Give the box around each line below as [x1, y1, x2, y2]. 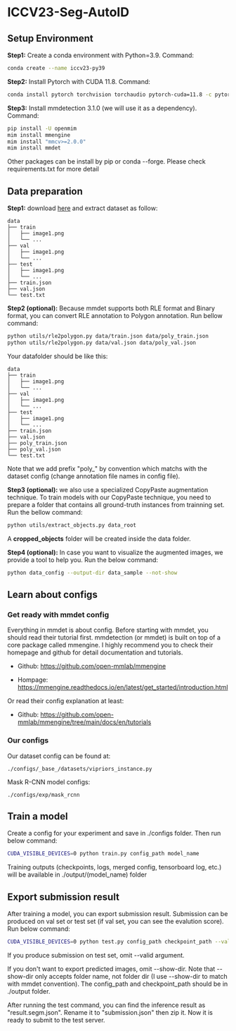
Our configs [7, 736, 49, 745]
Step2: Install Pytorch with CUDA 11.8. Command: [7, 77, 151, 85]
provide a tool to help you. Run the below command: [7, 555, 159, 564]
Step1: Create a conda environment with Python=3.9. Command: [7, 51, 195, 59]
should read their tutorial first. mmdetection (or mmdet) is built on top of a [7, 633, 221, 642]
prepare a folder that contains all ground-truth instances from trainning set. [7, 500, 225, 508]
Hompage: [17, 676, 48, 684]
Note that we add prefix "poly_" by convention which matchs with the [7, 464, 207, 472]
